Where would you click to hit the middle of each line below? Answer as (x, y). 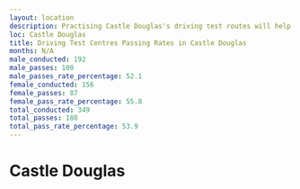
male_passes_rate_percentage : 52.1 (76, 76)
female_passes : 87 (44, 93)
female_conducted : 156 (52, 85)
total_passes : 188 (44, 118)
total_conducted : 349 (50, 110)
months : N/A (31, 51)
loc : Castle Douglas (48, 34)
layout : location (42, 18)
